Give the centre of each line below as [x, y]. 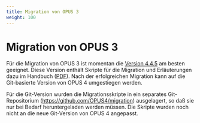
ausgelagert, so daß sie [165, 101]
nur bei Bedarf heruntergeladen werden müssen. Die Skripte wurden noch [97, 107]
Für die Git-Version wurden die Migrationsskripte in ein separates [87, 94]
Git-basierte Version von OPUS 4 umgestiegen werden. [74, 83]
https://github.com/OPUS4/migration [87, 101]
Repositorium [22, 101]
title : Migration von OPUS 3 [43, 12]
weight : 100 [21, 17]
